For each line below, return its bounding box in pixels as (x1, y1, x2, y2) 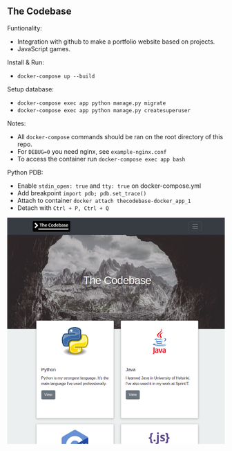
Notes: (7, 119, 26, 127)
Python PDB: (7, 168, 43, 176)
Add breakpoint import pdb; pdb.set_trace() (17, 188, 147, 197)
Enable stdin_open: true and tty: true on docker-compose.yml (17, 182, 202, 190)
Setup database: (7, 85, 54, 93)
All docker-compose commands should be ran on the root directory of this (17, 132, 223, 141)
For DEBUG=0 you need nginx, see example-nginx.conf (17, 147, 167, 155)
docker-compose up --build (17, 73, 95, 80)
